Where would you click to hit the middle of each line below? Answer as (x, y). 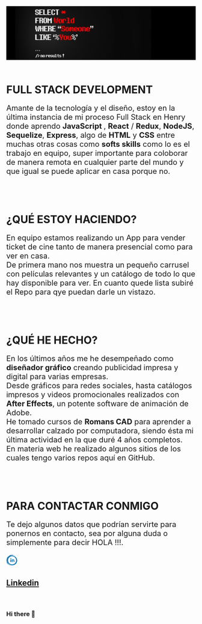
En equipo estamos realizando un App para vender (96, 238)
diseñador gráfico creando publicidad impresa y (92, 368)
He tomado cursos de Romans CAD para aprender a (99, 422)
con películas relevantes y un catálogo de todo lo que (101, 274)
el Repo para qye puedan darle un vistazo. (81, 292)
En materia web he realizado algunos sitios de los (94, 449)
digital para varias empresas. (57, 377)
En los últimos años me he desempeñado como (90, 359)
